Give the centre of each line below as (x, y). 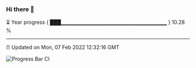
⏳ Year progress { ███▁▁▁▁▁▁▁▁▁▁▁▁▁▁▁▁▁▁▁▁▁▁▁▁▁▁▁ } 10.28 (96, 22)
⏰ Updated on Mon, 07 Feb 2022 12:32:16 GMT (63, 47)
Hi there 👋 (20, 9)
